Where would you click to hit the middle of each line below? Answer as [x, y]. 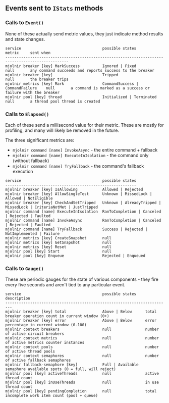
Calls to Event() [24, 23]
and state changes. [25, 39]
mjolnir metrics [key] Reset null [59, 247]
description [18, 298]
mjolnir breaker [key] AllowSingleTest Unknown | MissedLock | [79, 194]
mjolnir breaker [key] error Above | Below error [81, 321]
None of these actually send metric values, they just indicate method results [84, 34]
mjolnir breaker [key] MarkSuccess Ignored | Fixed [71, 66]
